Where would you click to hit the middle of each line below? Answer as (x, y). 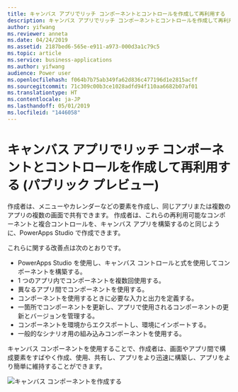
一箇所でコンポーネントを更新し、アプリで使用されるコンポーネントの (120, 307)
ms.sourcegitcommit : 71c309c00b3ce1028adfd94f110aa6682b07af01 (103, 86)
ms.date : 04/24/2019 (38, 40)
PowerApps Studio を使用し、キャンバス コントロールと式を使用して (118, 263)
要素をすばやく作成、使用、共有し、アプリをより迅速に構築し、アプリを (119, 357)
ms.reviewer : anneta (38, 34)
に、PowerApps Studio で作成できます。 (66, 232)
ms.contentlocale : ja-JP (44, 100)
